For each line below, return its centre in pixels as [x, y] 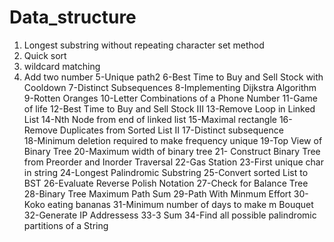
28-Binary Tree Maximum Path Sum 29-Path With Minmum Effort [157, 193]
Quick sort [45, 55]
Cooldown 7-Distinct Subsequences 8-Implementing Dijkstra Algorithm [170, 87]
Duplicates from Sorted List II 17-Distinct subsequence [171, 130]
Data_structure [73, 17]
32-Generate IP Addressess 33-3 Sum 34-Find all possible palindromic [170, 215]
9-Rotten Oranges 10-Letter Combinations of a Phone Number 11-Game [170, 98]
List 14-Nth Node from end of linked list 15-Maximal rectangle [150, 119]
